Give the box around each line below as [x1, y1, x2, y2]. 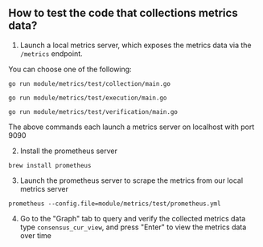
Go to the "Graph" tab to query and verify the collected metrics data [19, 213, 246, 223]
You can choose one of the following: [8, 64, 132, 74]
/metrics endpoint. [19, 48, 83, 59]
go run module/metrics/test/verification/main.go [8, 107, 179, 115]
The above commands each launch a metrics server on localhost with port [8, 122, 255, 132]
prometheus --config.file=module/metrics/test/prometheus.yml [8, 200, 221, 208]
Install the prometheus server [19, 146, 118, 156]
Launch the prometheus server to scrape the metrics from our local [19, 176, 244, 185]
